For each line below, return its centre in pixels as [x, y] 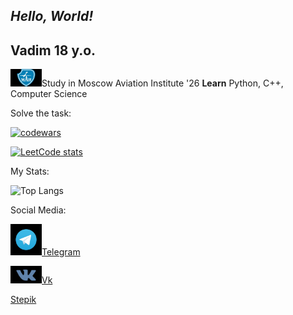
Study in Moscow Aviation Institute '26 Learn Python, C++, [162, 83]
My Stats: [30, 171]
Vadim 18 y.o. [53, 50]
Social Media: [38, 210]
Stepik [23, 300]
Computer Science [49, 94]
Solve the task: [41, 113]
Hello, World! [52, 16]
